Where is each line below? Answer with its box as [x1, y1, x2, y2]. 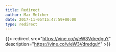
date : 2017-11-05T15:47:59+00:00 [5, 17, 77, 22]
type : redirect [5, 21, 38, 27]
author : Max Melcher [5, 12, 50, 17]
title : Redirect [5, 7, 40, 13]
